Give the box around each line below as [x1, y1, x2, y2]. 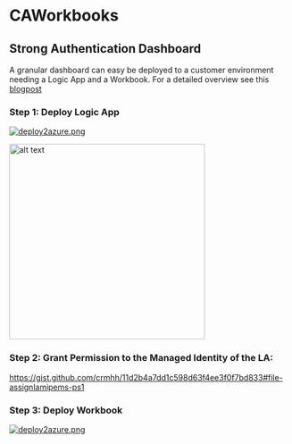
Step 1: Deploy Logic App [9, 105, 121, 118]
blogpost [9, 84, 42, 94]
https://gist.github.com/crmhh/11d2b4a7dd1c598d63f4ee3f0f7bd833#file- [9, 372, 283, 382]
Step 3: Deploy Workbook [9, 404, 123, 416]
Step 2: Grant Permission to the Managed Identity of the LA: [9, 352, 274, 364]
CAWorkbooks [9, 5, 119, 26]
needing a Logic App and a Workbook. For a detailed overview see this [9, 74, 270, 85]
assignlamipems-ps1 [9, 381, 85, 392]
